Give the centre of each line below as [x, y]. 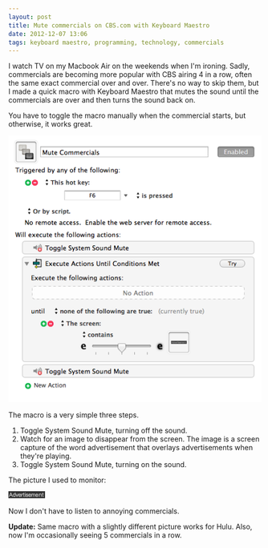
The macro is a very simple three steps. [73, 415]
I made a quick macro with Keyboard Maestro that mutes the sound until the [134, 91]
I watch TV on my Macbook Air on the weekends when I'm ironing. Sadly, [129, 66]
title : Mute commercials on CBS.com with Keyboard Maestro [109, 25]
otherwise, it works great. [51, 124]
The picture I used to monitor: [57, 480]
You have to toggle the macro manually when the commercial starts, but [127, 115]
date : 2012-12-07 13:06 [48, 34]
